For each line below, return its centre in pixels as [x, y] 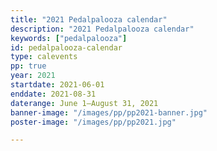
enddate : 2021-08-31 [53, 94]
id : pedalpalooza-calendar [66, 47]
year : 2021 [33, 76]
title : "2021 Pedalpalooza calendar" [89, 19]
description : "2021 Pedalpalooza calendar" [102, 29]
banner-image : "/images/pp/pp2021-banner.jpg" [109, 112]
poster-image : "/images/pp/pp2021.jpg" [93, 122]
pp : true [28, 66]
